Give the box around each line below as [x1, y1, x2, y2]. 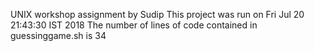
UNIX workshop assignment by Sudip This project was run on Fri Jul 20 [10, 9, 305, 20]
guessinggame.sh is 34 [10, 30, 107, 41]
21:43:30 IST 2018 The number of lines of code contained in [10, 19, 258, 31]
